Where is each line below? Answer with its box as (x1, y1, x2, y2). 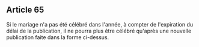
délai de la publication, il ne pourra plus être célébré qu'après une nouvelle (6, 27, 192, 34)
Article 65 (6, 5, 44, 15)
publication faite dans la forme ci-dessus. (6, 33, 109, 41)
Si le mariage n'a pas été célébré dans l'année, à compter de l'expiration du (6, 20, 194, 28)
